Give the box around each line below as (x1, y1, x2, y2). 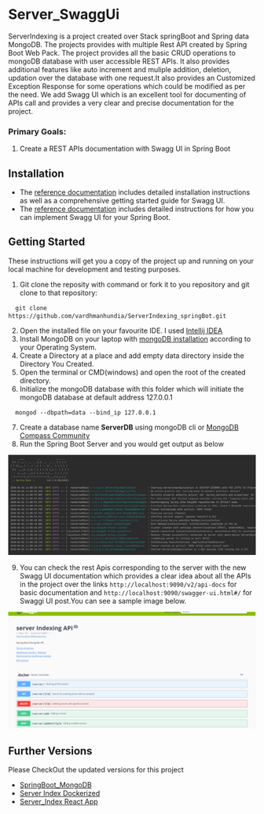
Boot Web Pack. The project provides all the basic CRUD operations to (8, 48, 236, 57)
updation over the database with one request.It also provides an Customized (8, 73, 255, 82)
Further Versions (8, 744, 93, 757)
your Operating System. (19, 342, 97, 352)
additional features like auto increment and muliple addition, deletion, (8, 64, 232, 74)
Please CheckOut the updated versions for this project (8, 765, 185, 775)
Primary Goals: (8, 126, 67, 137)
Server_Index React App (19, 797, 98, 806)
